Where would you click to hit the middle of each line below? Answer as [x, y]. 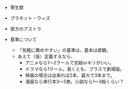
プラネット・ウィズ [30, 18]
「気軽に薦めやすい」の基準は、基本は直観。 [64, 50]
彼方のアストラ [26, 29]
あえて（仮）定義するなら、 [46, 56]
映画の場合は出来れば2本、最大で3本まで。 [70, 75]
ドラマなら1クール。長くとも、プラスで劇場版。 [75, 69]
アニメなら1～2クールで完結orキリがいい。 [70, 63]
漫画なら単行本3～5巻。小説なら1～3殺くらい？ [74, 81]
